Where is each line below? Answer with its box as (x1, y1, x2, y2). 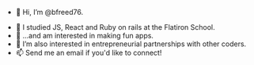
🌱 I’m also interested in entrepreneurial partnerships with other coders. (15, 39, 247, 49)
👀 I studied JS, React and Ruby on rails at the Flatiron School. (15, 23, 215, 31)
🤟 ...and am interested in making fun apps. (15, 31, 154, 40)
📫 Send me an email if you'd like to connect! (15, 48, 162, 57)
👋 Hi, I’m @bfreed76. (15, 8, 84, 16)
